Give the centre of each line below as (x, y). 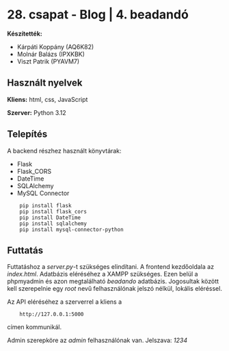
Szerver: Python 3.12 (37, 112)
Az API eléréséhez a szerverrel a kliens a (65, 302)
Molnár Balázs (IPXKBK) (51, 54)
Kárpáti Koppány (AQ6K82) (55, 47)
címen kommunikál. (35, 327)
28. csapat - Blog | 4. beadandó (98, 15)
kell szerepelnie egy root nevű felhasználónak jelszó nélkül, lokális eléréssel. (114, 289)
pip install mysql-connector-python (72, 229)
